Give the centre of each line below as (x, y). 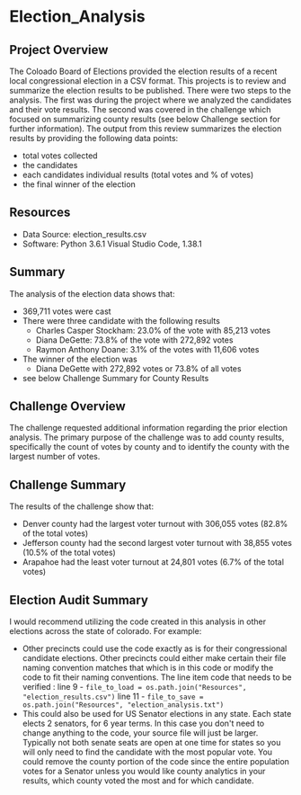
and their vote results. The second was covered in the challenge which (140, 109)
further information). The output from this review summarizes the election (146, 129)
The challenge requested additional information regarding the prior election (149, 428)
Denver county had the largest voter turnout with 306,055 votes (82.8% (155, 524)
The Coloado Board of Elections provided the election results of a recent (143, 71)
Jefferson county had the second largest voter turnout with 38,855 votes (157, 543)
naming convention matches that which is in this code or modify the (148, 668)
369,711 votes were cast (66, 311)
